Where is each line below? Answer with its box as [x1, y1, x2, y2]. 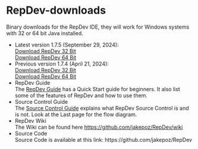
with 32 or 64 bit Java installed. [6, 29, 83, 36]
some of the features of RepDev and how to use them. [14, 92, 147, 99]
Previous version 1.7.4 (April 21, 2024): [14, 60, 109, 67]
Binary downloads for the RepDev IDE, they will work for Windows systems [6, 23, 190, 30]
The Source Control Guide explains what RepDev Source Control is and [14, 104, 189, 111]
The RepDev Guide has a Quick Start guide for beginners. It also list [14, 85, 180, 92]
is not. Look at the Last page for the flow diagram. [14, 111, 137, 118]
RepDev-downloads [6, 4, 106, 17]
